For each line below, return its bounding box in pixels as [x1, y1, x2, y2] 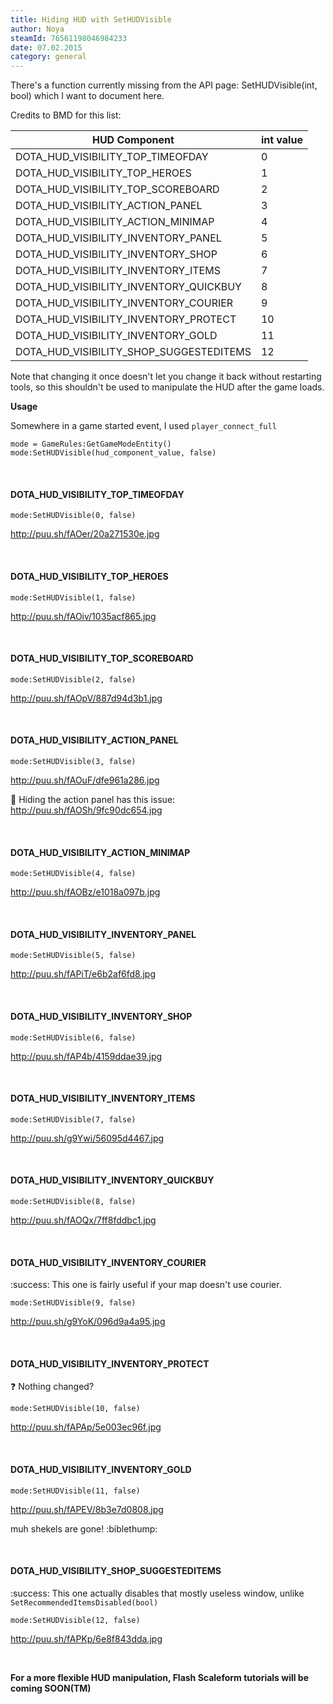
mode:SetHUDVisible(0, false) [10, 511, 137, 521]
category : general [10, 52, 87, 62]
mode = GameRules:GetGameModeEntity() [10, 439, 172, 450]
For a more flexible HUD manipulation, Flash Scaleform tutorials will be [10, 1671, 310, 1683]
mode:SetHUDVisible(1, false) [10, 592, 137, 603]
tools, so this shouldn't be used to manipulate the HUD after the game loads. [10, 381, 325, 393]
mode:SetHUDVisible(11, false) [10, 1486, 141, 1496]
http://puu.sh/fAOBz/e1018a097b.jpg [10, 886, 161, 898]
